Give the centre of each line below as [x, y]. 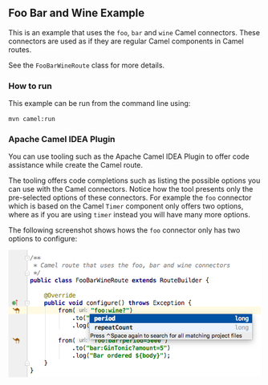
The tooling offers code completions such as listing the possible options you [134, 180]
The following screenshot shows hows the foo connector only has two [124, 230]
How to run [30, 86]
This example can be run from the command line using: [99, 103]
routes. [20, 49]
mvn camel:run [32, 120]
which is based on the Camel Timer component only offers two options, [126, 206]
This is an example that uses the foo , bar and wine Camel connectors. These [134, 32]
